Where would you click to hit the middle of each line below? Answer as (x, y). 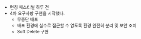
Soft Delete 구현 (33, 31)
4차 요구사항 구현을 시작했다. (37, 13)
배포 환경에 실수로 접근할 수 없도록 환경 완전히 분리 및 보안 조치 (77, 25)
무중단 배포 (27, 19)
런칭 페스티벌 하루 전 (29, 7)
